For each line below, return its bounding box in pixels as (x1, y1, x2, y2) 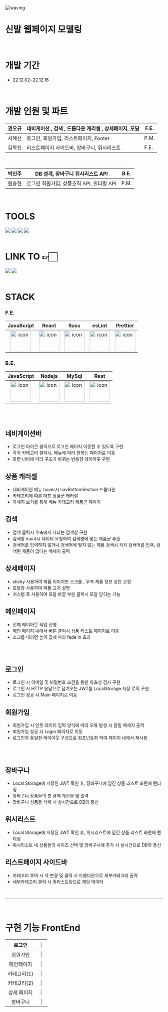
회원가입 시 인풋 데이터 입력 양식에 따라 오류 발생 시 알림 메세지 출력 (12, 722, 144, 729)
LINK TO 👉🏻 (5, 251, 57, 262)
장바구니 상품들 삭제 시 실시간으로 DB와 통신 (12, 799, 99, 805)
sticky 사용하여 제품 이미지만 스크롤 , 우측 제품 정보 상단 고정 (12, 579, 131, 585)
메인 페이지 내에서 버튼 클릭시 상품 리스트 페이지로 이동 (12, 628, 119, 634)
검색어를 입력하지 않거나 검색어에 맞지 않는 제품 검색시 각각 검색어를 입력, (12, 542, 155, 548)
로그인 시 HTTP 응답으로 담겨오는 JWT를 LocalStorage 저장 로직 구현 (12, 685, 149, 692)
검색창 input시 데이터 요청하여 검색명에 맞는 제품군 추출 (12, 535, 120, 541)
